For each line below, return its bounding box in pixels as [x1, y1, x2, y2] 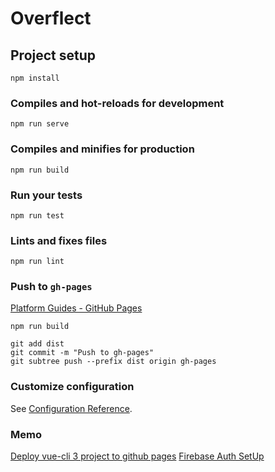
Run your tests [10, 188, 83, 202]
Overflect [10, 7, 92, 30]
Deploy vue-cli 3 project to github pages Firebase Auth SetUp [10, 450, 265, 462]
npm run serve [10, 119, 70, 129]
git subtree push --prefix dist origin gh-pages [10, 357, 217, 367]
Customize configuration [10, 380, 135, 394]
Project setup [10, 47, 97, 64]
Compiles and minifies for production [10, 142, 195, 156]
